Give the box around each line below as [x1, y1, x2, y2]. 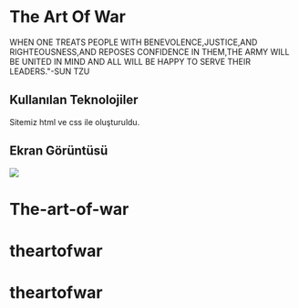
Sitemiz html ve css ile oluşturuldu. [9, 116, 140, 127]
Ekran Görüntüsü [9, 143, 108, 159]
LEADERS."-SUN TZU [9, 66, 90, 77]
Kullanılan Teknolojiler [9, 92, 139, 108]
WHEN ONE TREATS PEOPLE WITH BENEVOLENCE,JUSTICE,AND [9, 37, 258, 48]
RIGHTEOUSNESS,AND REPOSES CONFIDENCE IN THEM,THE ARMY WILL [9, 46, 290, 57]
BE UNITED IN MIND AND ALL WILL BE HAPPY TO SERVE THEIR [9, 56, 251, 67]
